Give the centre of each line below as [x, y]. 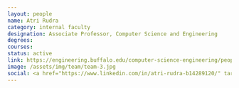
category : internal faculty [49, 27]
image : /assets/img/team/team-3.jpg [62, 67]
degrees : [20, 40]
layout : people [30, 14]
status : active [30, 54]
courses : [20, 47]
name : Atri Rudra [33, 21]
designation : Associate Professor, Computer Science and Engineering [113, 34]
